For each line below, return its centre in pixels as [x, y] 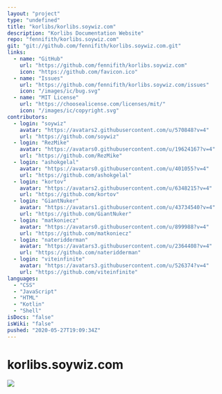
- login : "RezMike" [42, 143]
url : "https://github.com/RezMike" [71, 156]
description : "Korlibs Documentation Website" [76, 33]
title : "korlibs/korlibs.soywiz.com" [62, 26]
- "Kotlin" [29, 304]
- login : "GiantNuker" [46, 201]
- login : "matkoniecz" [46, 220]
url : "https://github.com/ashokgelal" [76, 175]
